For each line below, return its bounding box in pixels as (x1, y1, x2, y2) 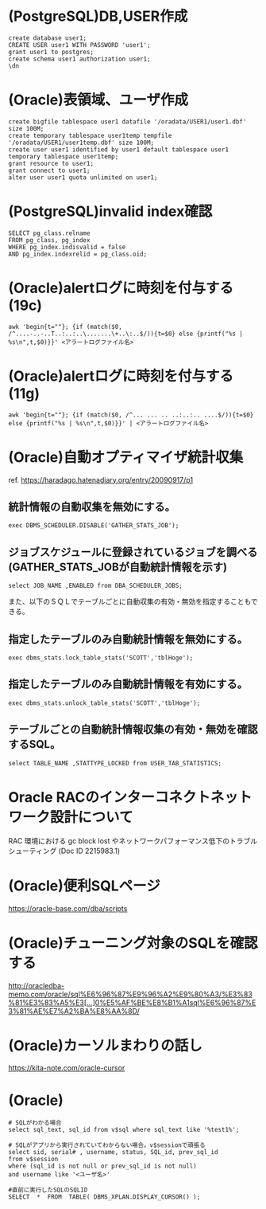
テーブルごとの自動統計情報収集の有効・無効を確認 (8, 722, 258, 737)
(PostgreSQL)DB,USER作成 (8, 7, 188, 25)
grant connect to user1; (8, 166, 91, 174)
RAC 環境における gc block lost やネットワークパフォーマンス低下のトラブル (8, 835, 258, 845)
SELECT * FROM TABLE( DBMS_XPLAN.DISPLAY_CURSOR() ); (8, 1193, 201, 1201)
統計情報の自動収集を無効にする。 (8, 500, 176, 514)
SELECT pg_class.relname (8, 229, 91, 237)
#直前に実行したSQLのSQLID (8, 1186, 88, 1195)
